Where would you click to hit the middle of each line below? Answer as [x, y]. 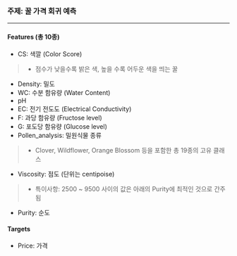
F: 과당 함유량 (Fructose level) [60, 117]
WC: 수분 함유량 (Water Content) [64, 92]
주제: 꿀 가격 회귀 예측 [42, 11]
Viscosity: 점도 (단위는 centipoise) [66, 174]
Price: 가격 [32, 245]
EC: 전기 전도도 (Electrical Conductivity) [74, 109]
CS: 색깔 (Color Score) [50, 53]
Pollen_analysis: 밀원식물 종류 [60, 135]
